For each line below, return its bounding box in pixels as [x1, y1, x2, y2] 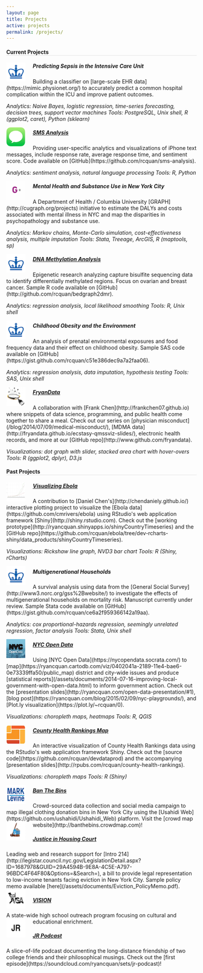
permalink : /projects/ [6, 29, 63, 35]
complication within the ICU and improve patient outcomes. [6, 91, 154, 98]
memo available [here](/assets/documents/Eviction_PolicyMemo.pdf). [6, 883, 180, 890]
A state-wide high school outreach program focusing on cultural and [6, 912, 177, 919]
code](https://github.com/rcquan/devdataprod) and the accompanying [6, 755, 182, 762]
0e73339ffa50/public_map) [6, 669, 74, 677]
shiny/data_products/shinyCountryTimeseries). [6, 536, 123, 544]
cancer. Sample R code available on [6, 284, 95, 291]
